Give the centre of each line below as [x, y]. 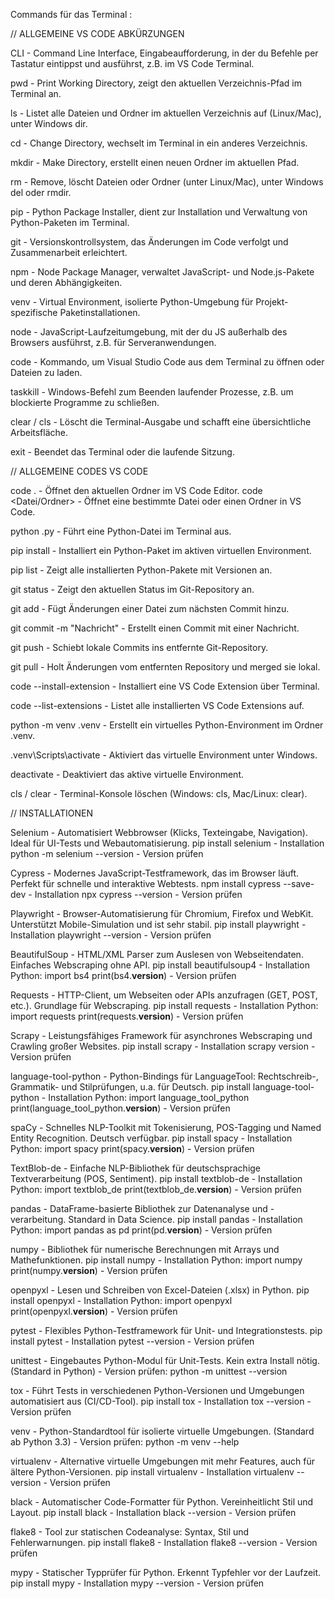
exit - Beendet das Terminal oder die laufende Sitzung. [122, 452]
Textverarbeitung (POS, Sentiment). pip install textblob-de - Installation [156, 1178]
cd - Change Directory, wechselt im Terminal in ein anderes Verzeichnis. [159, 143]
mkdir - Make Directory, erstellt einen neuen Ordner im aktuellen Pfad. [155, 162]
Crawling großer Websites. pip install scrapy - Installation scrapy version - [163, 1046]
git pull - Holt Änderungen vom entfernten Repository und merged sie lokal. [165, 667]
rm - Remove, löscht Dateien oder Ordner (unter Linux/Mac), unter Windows [167, 182]
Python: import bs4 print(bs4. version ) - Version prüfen [123, 975]
